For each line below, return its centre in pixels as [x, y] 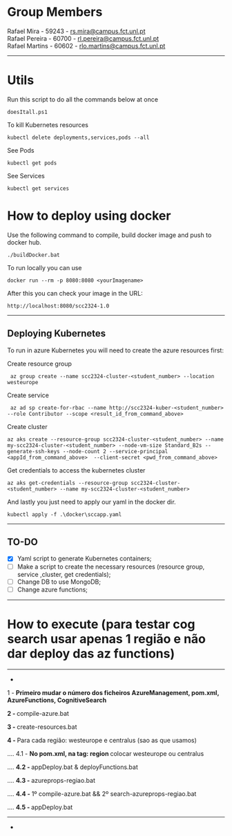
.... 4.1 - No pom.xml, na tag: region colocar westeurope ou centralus [106, 753]
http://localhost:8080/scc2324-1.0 [58, 306]
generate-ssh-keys [33, 451]
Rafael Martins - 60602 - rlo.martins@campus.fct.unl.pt [86, 46]
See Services [26, 175]
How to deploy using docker [89, 216]
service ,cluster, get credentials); [64, 574]
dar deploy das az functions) [91, 653]
